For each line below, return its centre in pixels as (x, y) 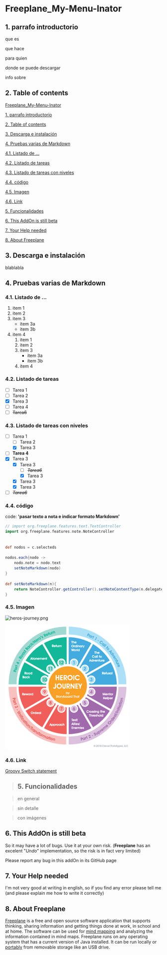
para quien (16, 58)
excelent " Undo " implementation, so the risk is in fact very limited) (73, 851)
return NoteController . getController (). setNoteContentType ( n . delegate (89, 589)
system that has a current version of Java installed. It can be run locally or (81, 942)
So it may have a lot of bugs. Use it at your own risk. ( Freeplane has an (78, 845)
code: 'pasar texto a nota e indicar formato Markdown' (63, 517)
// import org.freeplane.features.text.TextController (63, 526)
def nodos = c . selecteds (31, 547)
